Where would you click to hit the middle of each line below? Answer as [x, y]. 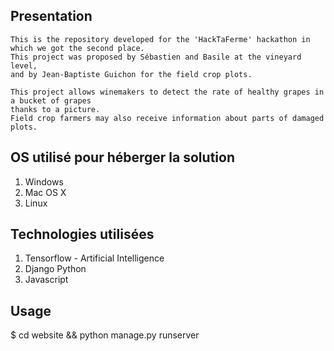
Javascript [46, 280]
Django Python [55, 269]
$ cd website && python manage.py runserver [105, 335]
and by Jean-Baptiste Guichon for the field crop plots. [131, 74]
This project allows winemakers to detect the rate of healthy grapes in [167, 92]
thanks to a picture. [55, 109]
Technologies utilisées [82, 234]
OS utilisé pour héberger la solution [122, 157]
